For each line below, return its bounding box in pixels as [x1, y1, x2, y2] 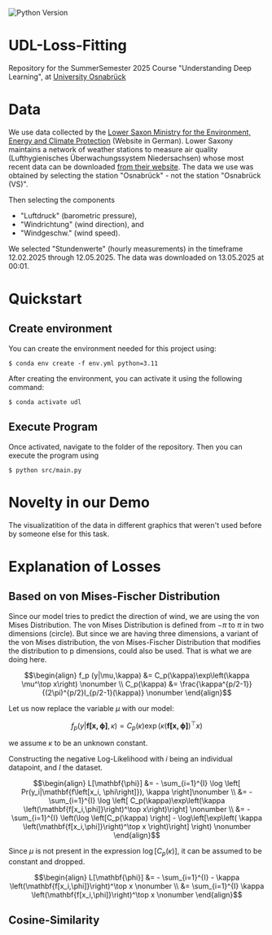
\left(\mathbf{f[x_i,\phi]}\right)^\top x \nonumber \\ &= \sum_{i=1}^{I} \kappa [9, 880, 265, 891]
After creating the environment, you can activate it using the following [8, 373, 243, 383]
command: [8, 382, 45, 392]
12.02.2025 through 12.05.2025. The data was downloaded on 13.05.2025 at [8, 252, 265, 262]
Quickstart [8, 290, 83, 309]
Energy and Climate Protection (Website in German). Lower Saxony [8, 135, 234, 146]
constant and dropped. [8, 856, 86, 867]
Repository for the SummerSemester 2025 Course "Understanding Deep [8, 63, 252, 72]
